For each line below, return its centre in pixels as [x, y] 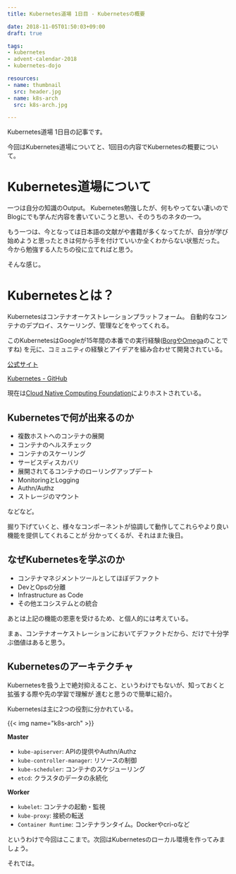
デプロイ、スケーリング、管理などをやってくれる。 [99, 325]
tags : [15, 46]
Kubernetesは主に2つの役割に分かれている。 [72, 709]
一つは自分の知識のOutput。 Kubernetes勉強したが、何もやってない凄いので [118, 208]
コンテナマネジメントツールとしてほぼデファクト [88, 578]
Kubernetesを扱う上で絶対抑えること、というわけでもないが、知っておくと [116, 685]
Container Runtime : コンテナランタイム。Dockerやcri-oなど [104, 824]
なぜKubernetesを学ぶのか [66, 560]
